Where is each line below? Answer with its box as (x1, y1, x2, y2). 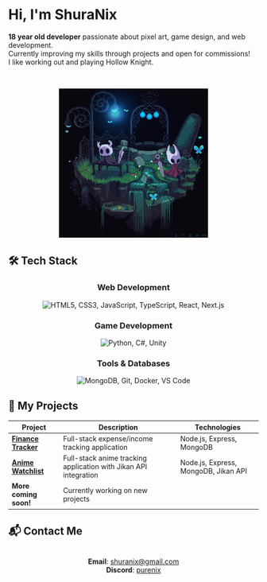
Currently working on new (63, 485, 149, 495)
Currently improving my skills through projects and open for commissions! (8, 48, 250, 58)
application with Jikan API (63, 462, 148, 471)
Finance (11, 433, 40, 443)
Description (98, 422, 138, 432)
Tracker (11, 442, 38, 452)
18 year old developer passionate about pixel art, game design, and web (8, 32, 246, 41)
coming (11, 490, 37, 499)
